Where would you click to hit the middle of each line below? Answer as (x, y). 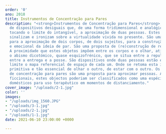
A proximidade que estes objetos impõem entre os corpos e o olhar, (82, 51)
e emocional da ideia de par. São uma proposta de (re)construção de (83, 46)
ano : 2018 (15, 14)
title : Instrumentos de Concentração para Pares (56, 19)
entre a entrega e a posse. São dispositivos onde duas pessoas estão (84, 60)
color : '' (15, 92)
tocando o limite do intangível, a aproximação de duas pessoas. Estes (85, 33)
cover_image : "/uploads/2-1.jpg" (40, 87)
